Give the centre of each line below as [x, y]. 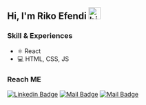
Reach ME [24, 79]
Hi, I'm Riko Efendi [47, 16]
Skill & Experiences [40, 36]
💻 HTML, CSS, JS [43, 59]
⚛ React [29, 51]
